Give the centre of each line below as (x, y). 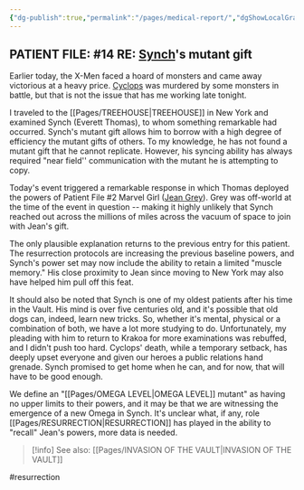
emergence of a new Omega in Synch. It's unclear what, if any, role (135, 413)
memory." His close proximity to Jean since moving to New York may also (147, 273)
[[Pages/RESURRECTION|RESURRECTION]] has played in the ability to (140, 423)
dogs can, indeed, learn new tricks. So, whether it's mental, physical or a (145, 319)
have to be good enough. (56, 377)
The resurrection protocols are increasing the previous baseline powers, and (152, 253)
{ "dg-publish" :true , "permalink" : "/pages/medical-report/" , (123, 18)
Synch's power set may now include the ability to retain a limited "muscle (146, 263)
